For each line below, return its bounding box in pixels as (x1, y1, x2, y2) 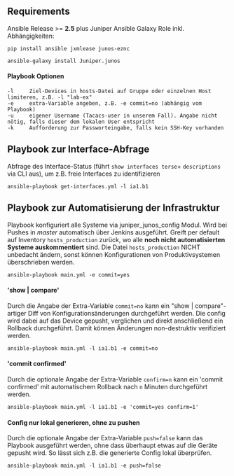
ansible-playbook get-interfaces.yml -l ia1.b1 (7, 183, 149, 190)
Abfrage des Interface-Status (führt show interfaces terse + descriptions (7, 162, 221, 170)
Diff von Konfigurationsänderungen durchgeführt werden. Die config (27, 309, 226, 317)
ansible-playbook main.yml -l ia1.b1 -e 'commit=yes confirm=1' (7, 404, 199, 411)
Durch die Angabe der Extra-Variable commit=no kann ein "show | (7, 301, 194, 310)
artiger (7, 309, 27, 317)
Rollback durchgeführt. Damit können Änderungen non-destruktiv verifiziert (7, 323, 226, 332)
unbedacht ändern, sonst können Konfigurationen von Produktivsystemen (7, 250, 221, 258)
